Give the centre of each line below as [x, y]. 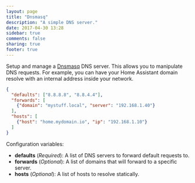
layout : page [22, 11]
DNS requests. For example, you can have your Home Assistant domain [92, 72]
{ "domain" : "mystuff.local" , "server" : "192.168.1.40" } [86, 106]
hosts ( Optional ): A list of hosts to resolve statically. [77, 174]
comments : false [26, 39]
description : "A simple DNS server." [52, 22]
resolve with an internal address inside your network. [70, 78]
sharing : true [23, 44]
